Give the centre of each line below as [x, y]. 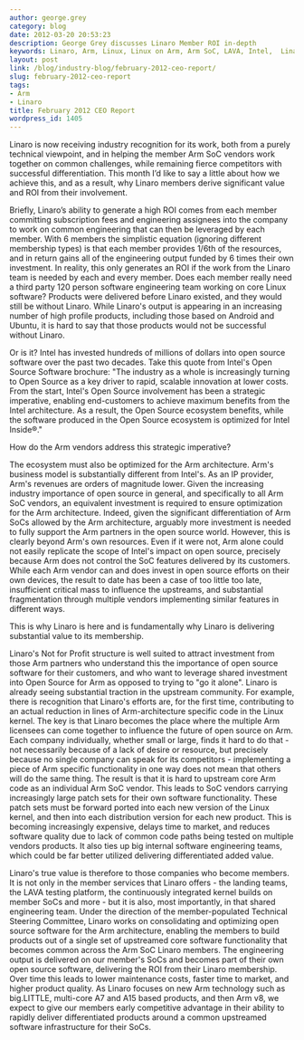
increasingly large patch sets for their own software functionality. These [143, 798]
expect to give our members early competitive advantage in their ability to [147, 1008]
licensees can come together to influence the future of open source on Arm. [152, 730]
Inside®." [26, 430]
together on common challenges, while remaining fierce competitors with [146, 164]
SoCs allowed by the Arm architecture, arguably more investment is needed [150, 522]
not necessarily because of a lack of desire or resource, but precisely [139, 750]
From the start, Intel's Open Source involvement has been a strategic [138, 391]
